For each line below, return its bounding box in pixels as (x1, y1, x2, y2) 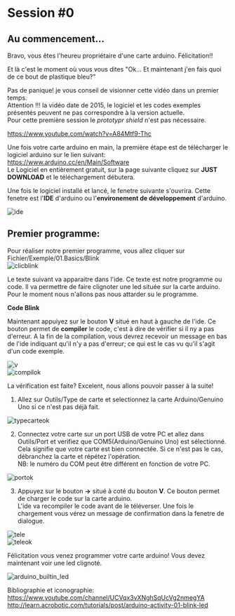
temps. (7, 93, 27, 102)
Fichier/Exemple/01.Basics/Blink (7, 254, 100, 262)
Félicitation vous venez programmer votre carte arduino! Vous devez (7, 551, 206, 559)
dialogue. (17, 516, 45, 525)
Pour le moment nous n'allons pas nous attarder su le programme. (7, 290, 199, 298)
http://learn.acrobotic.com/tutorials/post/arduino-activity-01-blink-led (7, 601, 208, 609)
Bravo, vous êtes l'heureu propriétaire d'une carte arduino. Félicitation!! (7, 51, 213, 60)
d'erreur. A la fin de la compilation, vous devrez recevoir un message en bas (7, 332, 227, 340)
